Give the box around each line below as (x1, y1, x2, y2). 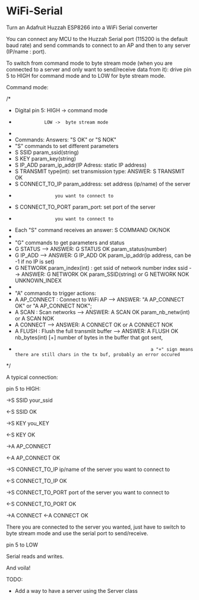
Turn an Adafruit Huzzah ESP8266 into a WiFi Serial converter (6, 24, 158, 31)
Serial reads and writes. (6, 552, 64, 560)
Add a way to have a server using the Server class (14, 587, 138, 594)
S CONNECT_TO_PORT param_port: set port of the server (14, 203, 156, 211)
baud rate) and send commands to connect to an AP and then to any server (6, 42, 191, 49)
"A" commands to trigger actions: (14, 290, 96, 297)
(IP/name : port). (6, 48, 46, 55)
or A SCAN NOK (14, 315, 55, 322)
